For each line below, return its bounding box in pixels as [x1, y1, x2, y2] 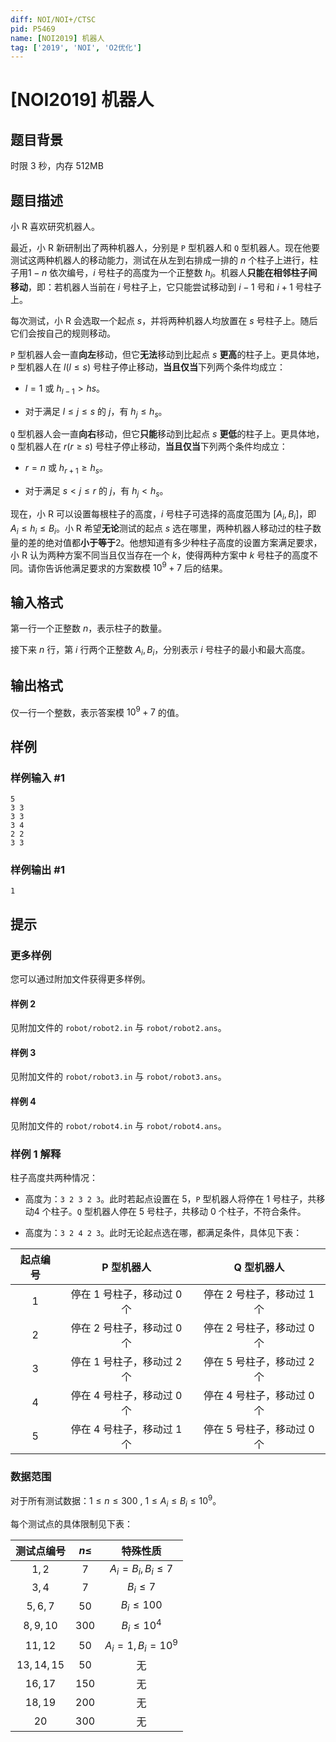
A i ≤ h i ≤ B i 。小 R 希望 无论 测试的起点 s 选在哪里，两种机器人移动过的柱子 [10, 522, 313, 536]
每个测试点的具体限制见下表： [10, 1517, 133, 1530]
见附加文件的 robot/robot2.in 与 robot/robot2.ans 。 [10, 1022, 227, 1034]
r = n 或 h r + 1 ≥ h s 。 [24, 462, 108, 476]
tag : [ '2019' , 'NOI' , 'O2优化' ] [10, 42, 143, 53]
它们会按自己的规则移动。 [10, 327, 116, 339]
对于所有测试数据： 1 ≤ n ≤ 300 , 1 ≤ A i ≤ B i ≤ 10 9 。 [10, 1493, 222, 1509]
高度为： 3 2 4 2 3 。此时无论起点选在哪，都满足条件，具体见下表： [24, 1226, 303, 1238]
